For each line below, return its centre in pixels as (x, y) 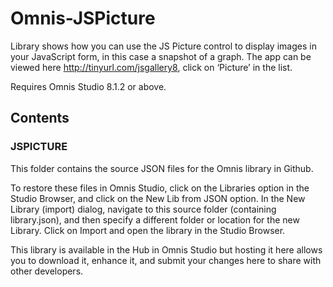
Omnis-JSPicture (83, 18)
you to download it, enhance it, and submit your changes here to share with (166, 260)
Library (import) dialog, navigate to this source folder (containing (143, 209)
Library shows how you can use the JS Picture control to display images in (163, 46)
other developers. (47, 271)
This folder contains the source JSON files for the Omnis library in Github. (162, 168)
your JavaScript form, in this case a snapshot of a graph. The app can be (161, 56)
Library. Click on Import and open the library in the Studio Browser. (148, 230)
